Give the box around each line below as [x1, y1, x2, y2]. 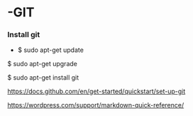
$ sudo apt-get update [17, 46, 84, 54]
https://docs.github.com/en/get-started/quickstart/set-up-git [7, 87, 186, 96]
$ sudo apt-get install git [7, 73, 79, 82]
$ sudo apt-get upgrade [7, 60, 78, 68]
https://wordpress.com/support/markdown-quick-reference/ [7, 101, 184, 110]
